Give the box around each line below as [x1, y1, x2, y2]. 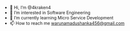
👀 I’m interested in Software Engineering [9, 10, 91, 15]
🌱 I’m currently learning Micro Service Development [9, 15, 113, 20]
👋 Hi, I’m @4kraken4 [9, 5, 51, 10]
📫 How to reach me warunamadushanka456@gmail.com [9, 20, 125, 26]
